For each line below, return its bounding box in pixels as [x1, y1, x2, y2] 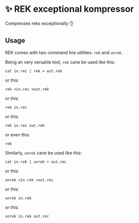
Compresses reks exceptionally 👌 [5, 20, 74, 26]
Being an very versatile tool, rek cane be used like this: [5, 59, 116, 65]
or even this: [5, 131, 30, 137]
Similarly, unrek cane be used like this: [5, 150, 82, 156]
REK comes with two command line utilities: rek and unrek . [5, 49, 123, 55]
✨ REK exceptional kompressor [5, 3, 134, 15]
